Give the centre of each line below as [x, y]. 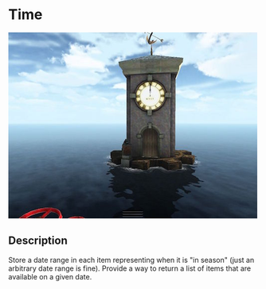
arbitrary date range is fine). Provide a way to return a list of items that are [130, 268]
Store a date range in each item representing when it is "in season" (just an [131, 260]
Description [38, 241]
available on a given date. [50, 276]
